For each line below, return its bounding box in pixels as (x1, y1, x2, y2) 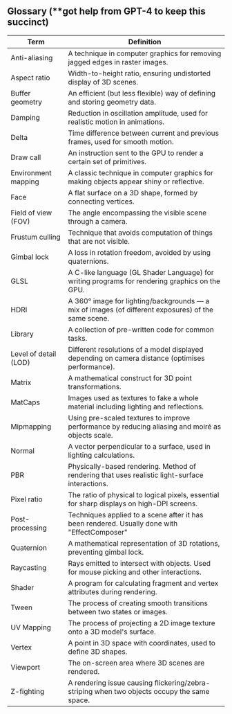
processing (10, 523, 47, 533)
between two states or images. (68, 607, 168, 616)
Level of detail (10, 349, 57, 359)
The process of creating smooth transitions (68, 598, 209, 608)
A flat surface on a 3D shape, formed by (68, 188, 198, 197)
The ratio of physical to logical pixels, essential (68, 490, 220, 499)
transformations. (68, 382, 122, 391)
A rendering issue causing (68, 678, 153, 688)
